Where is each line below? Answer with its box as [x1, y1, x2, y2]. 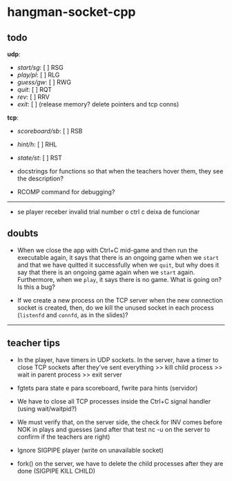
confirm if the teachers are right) [17, 433, 110, 441]
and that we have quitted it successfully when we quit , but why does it [17, 261, 220, 269]
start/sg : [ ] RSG [17, 64, 64, 71]
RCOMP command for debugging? [17, 188, 115, 196]
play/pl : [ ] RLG [17, 70, 60, 79]
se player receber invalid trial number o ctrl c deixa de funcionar [17, 208, 200, 216]
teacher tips [7, 337, 61, 349]
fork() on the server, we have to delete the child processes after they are [17, 459, 224, 467]
